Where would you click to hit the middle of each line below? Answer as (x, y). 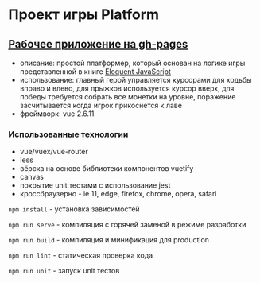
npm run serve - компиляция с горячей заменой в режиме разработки (127, 225)
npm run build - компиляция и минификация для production (109, 240)
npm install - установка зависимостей (74, 209)
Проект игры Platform (84, 15)
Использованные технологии (68, 134)
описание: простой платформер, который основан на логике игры (132, 63)
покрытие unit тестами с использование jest (95, 185)
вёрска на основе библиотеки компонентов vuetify (107, 169)
